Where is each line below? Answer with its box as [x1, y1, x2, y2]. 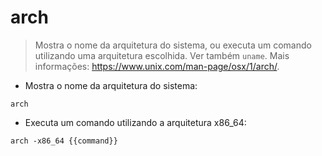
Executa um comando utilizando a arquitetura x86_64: [24, 116, 247, 128]
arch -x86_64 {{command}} [10, 136, 118, 146]
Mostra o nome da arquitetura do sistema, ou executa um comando [34, 39, 312, 51]
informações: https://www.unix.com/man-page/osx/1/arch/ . [34, 60, 280, 72]
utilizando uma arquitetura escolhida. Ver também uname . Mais [34, 49, 290, 61]
